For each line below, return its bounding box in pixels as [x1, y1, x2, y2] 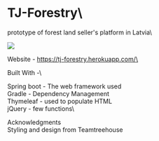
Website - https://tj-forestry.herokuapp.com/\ [7, 55, 139, 63]
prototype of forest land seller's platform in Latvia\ [7, 28, 152, 36]
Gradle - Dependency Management [7, 89, 110, 98]
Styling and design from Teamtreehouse [7, 125, 123, 134]
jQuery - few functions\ [7, 104, 75, 113]
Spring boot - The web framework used [7, 82, 122, 90]
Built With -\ [7, 68, 42, 76]
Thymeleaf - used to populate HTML [7, 97, 113, 105]
